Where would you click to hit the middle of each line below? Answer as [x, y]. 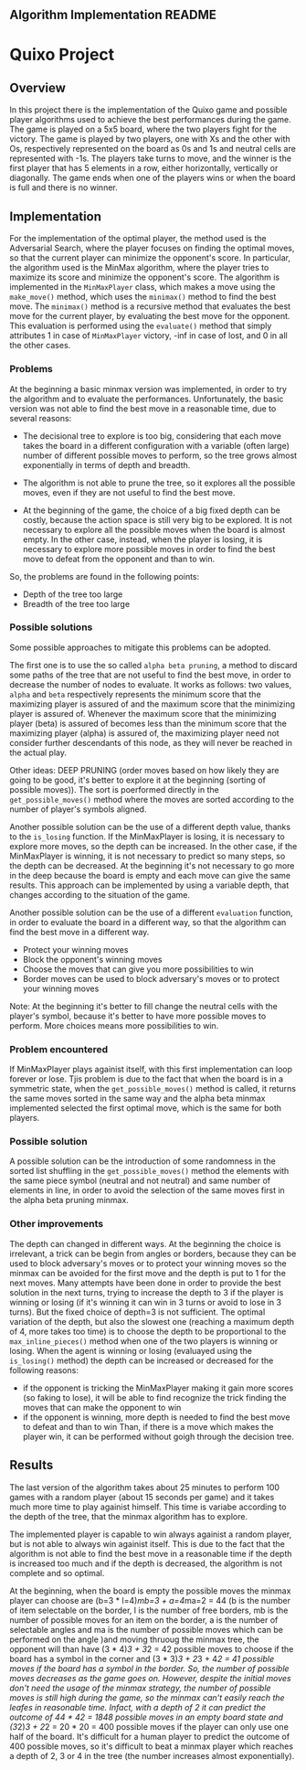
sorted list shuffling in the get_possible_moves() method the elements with [149, 1171]
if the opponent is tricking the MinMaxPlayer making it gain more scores [158, 1388]
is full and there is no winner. [63, 187]
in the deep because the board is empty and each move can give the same [150, 875]
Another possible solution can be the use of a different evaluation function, [152, 912]
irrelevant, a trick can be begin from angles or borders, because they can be [153, 1253]
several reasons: [41, 418]
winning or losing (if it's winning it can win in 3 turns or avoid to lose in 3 [145, 1302]
